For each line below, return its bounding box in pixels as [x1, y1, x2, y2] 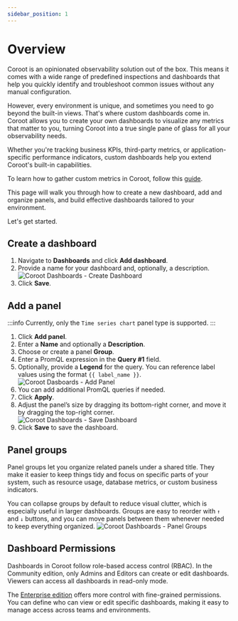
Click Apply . [17, 393, 55, 402]
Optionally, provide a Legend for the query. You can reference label [17, 362, 215, 371]
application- [190, 145, 227, 154]
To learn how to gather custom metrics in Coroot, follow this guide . [7, 174, 203, 182]
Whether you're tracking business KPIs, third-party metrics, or [7, 145, 190, 154]
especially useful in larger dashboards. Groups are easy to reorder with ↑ [7, 507, 221, 515]
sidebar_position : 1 [7, 10, 69, 18]
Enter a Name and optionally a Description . [17, 340, 146, 349]
